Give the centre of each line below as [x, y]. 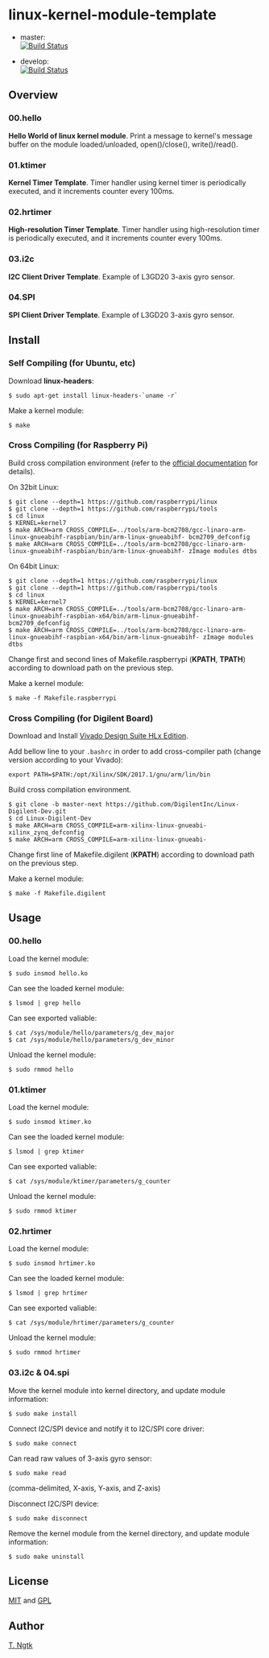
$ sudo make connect [43, 1443]
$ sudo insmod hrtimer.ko [52, 1263]
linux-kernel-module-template [112, 15]
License [29, 1581]
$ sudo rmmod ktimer [43, 1211]
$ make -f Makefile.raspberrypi [62, 698]
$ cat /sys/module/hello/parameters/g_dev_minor [91, 1040]
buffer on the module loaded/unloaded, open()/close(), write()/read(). [124, 144]
